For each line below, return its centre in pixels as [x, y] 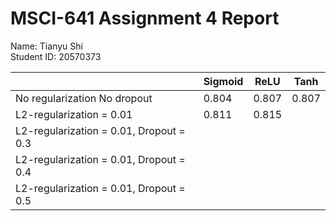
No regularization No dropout [84, 98]
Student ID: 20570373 [56, 56]
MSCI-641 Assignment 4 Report [145, 18]
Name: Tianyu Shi [46, 46]
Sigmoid [223, 81]
